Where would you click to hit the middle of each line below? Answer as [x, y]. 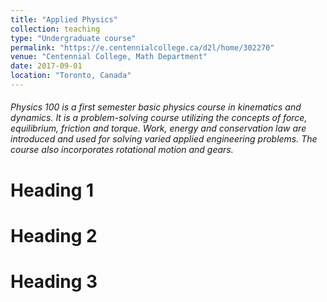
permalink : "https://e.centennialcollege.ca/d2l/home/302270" [142, 47]
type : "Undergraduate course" [73, 38]
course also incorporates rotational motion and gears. [122, 150]
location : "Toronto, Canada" [71, 76]
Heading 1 [52, 190]
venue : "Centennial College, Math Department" [109, 57]
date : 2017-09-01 [46, 66]
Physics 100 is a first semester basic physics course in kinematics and [156, 107]
